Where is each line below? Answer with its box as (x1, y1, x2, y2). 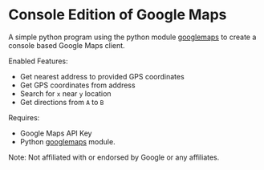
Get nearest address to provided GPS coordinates (19, 71, 185, 81)
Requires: (8, 112, 40, 122)
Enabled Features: (8, 56, 68, 66)
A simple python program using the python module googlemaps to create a (8, 32, 257, 42)
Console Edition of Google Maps (8, 6, 227, 24)
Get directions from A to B (19, 97, 104, 107)
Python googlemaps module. (19, 136, 116, 146)
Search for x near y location (19, 88, 112, 98)
